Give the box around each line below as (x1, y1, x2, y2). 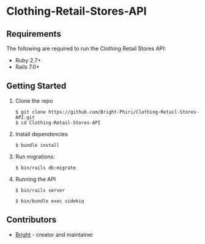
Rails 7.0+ (15, 63, 40, 70)
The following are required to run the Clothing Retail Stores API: (6, 45, 166, 52)
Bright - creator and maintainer (15, 231, 94, 238)
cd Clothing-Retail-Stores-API (21, 119, 101, 126)
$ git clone (15, 109, 46, 115)
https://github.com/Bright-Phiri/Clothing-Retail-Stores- (48, 109, 199, 115)
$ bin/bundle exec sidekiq (15, 198, 84, 204)
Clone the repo (15, 97, 53, 105)
